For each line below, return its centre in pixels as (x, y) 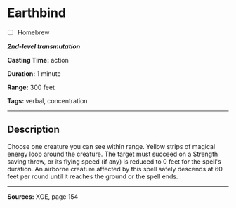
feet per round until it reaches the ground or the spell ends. (93, 176)
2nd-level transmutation (44, 46)
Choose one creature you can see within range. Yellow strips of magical (111, 146)
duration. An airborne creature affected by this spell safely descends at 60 (115, 169)
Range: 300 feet (31, 87)
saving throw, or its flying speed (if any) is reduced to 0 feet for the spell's (114, 161)
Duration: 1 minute (34, 74)
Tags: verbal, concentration (47, 101)
